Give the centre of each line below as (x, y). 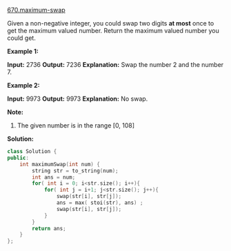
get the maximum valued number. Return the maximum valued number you (113, 31)
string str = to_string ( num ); (75, 171)
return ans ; (49, 228)
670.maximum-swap (36, 10)
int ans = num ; (54, 177)
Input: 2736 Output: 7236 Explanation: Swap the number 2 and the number (115, 64)
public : (18, 158)
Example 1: (23, 51)
